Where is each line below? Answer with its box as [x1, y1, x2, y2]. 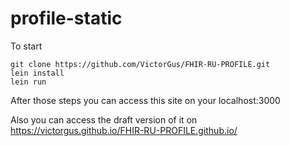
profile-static [10, 7, 123, 30]
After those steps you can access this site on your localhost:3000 [10, 94, 281, 106]
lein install [10, 68, 65, 78]
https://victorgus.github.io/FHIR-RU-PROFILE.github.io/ [10, 124, 238, 136]
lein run [10, 77, 47, 87]
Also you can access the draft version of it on [10, 113, 198, 126]
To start [10, 40, 43, 52]
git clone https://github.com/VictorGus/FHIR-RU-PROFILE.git [10, 59, 271, 69]
